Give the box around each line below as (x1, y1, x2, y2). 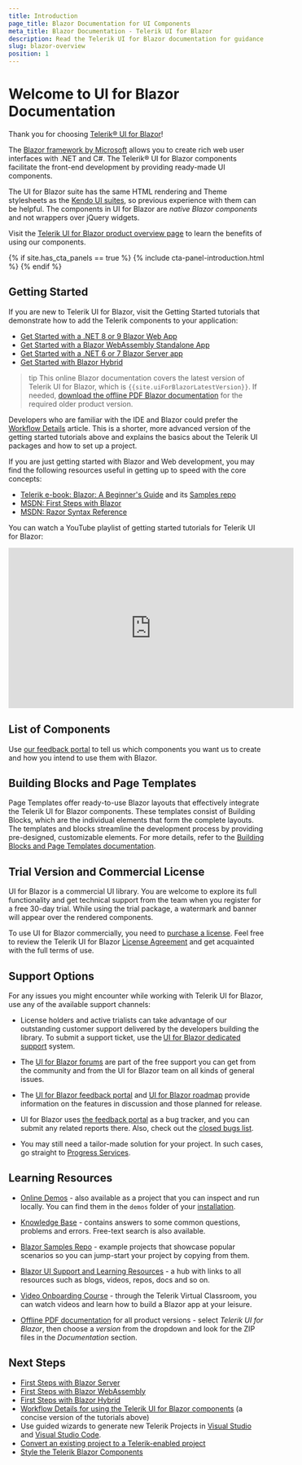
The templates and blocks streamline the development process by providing (8, 824, 264, 834)
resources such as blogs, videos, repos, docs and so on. (20, 1274, 210, 1284)
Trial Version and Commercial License (8, 864, 205, 878)
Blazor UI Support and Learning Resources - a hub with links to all (20, 1266, 242, 1276)
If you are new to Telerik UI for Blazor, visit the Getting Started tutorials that (8, 306, 260, 316)
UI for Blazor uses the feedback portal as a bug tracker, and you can (20, 1115, 250, 1124)
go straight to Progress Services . (20, 1148, 131, 1157)
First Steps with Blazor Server (20, 1378, 120, 1388)
